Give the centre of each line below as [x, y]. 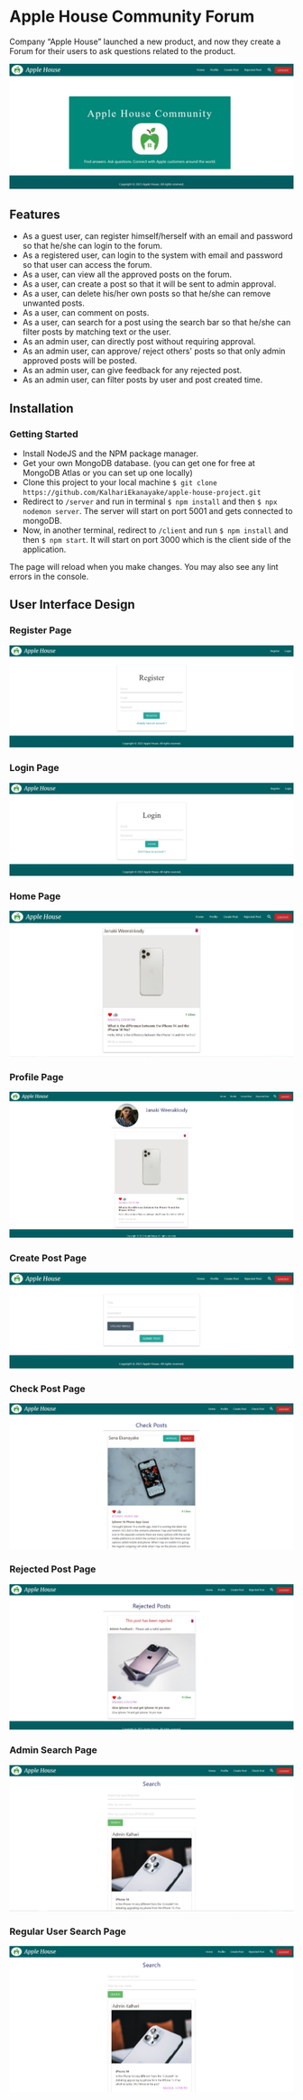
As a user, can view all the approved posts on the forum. [127, 275]
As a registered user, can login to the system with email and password [152, 255]
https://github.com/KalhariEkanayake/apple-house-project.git [142, 492]
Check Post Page [47, 1389]
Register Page [41, 630]
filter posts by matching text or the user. [96, 332]
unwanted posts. [54, 303]
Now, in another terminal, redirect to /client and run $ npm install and [155, 530]
